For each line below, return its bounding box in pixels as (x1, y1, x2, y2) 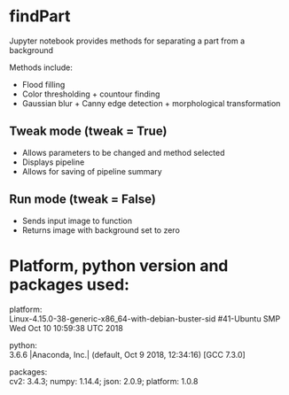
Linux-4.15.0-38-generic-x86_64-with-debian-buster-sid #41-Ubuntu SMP (9, 313, 281, 324)
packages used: (9, 275, 130, 294)
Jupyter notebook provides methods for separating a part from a (9, 35, 246, 46)
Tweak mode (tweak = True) (9, 124, 168, 139)
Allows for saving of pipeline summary (21, 166, 162, 176)
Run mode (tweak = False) (9, 192, 157, 207)
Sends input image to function (21, 215, 133, 226)
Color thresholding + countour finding (21, 89, 160, 99)
